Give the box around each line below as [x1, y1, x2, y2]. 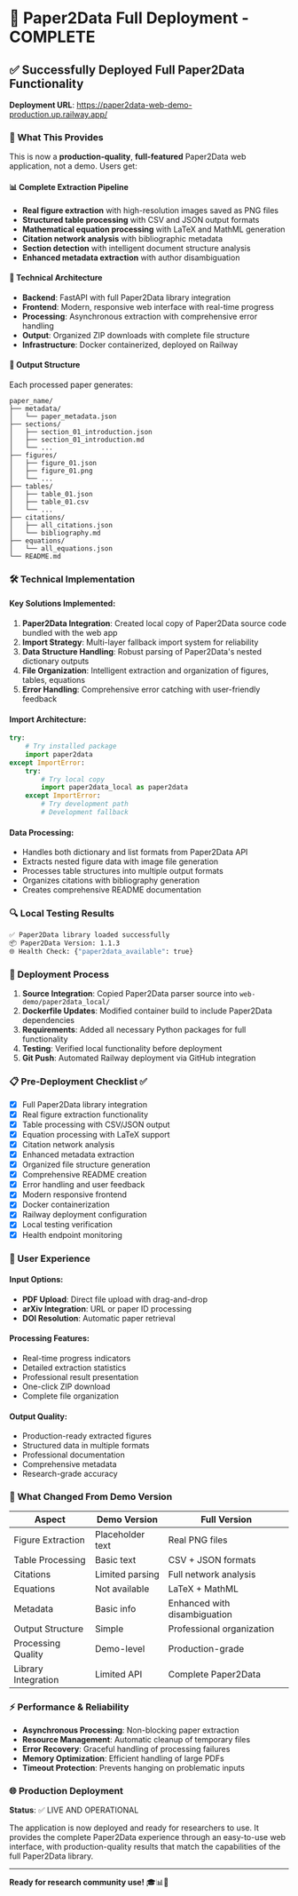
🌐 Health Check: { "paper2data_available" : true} [9, 948, 193, 956]
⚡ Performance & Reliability [9, 1701, 129, 1713]
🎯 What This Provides [9, 131, 104, 143]
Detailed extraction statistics [21, 1362, 127, 1373]
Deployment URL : [9, 99, 75, 110]
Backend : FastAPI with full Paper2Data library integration [21, 292, 231, 303]
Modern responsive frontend [21, 1189, 127, 1200]
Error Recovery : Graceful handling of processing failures [21, 1743, 231, 1754]
